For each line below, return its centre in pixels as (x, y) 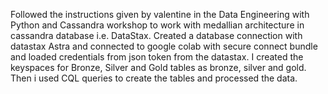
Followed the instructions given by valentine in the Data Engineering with (160, 14)
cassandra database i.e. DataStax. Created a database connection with (156, 35)
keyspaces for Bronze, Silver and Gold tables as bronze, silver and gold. (158, 67)
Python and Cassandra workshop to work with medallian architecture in (157, 25)
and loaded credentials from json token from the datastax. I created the (157, 57)
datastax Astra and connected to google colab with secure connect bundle (164, 46)
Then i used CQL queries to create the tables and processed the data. (154, 78)
